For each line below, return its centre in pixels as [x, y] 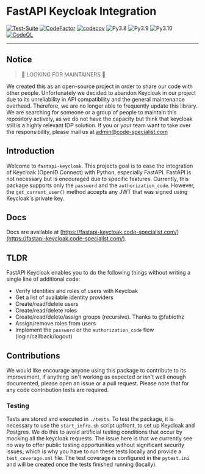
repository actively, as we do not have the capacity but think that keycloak [100, 119]
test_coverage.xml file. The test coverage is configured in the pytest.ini [98, 458]
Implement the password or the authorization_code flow [85, 330]
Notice [19, 60]
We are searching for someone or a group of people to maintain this [92, 112]
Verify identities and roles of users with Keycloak [77, 291]
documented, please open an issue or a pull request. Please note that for [98, 383]
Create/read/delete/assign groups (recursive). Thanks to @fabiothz [100, 317]
